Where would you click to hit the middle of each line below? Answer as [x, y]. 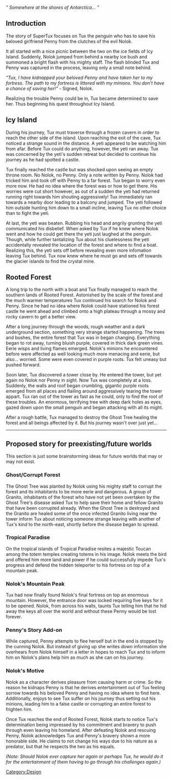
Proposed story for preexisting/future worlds [79, 444]
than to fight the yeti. [28, 213]
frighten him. [19, 709]
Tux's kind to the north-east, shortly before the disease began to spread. [82, 524]
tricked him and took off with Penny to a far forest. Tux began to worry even [85, 180]
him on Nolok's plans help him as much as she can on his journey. [75, 657]
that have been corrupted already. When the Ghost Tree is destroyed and [83, 508]
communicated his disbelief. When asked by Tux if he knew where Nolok [82, 228]
